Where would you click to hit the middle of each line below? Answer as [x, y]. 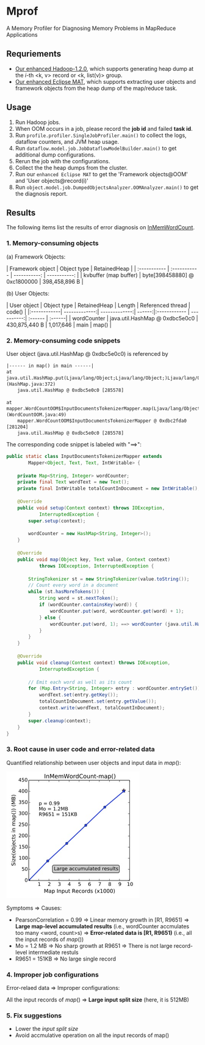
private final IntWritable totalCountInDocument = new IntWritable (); [109, 489]
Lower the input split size [47, 1029]
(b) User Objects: [28, 293]
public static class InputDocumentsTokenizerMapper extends [85, 456]
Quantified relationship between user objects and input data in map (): [94, 763]
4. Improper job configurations [52, 975]
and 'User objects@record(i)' [52, 180]
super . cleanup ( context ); [60, 721]
